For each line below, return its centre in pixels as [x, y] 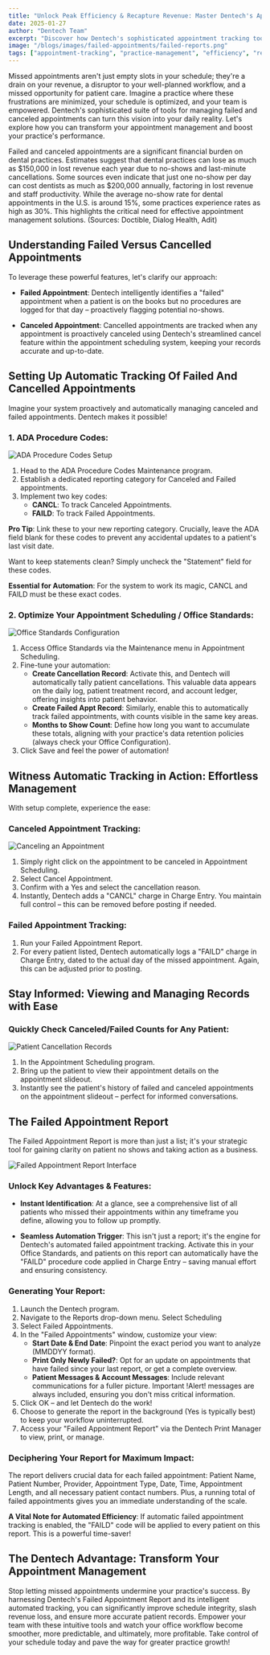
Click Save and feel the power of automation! [94, 751]
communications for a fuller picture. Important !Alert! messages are [143, 1386]
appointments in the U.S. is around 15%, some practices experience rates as [135, 203]
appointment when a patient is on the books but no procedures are [131, 301]
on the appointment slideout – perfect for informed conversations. [129, 1096]
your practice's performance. [57, 136]
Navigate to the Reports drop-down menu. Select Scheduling [121, 1317]
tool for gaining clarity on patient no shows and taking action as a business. [133, 1150]
